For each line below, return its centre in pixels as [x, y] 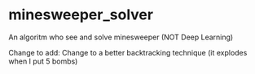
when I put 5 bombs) [43, 61]
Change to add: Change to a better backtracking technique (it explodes [128, 52]
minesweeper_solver [81, 15]
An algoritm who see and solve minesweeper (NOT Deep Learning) [121, 37]
